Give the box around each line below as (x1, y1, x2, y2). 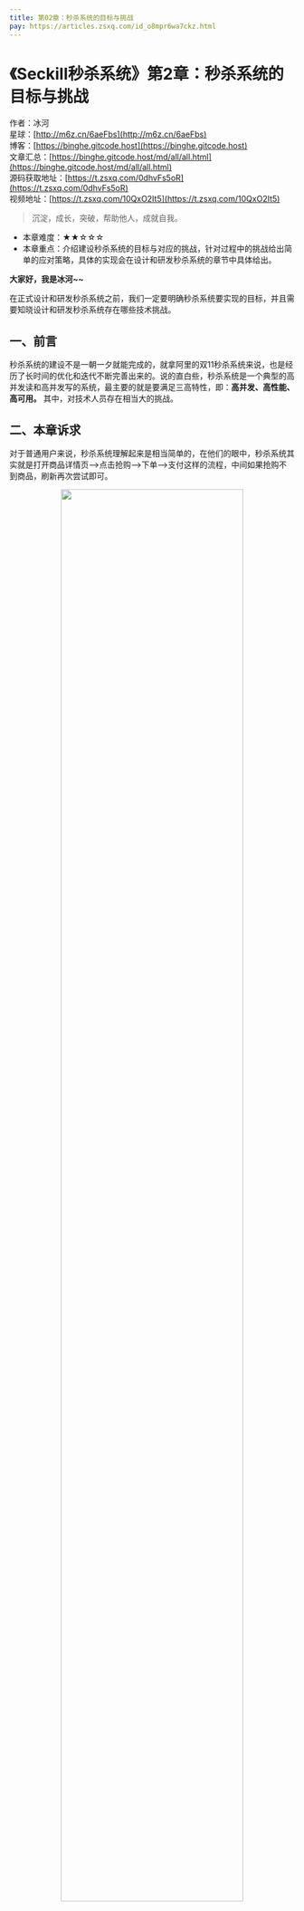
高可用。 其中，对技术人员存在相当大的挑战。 (9, 393, 178, 404)
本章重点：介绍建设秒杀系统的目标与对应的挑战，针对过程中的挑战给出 (22, 244, 285, 254)
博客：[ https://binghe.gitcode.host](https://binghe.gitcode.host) (9, 140, 248, 151)
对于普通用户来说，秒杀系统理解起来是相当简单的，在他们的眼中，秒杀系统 (9, 448, 287, 459)
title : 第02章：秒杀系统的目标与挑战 (9, 13, 134, 23)
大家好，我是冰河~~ (9, 273, 84, 285)
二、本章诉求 (9, 422, 81, 437)
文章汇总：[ (9, 151, 52, 163)
